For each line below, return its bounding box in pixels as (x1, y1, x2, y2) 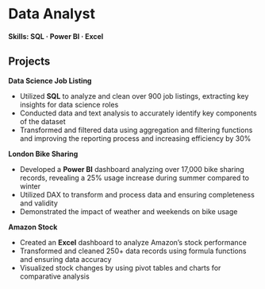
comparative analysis (19, 271, 90, 281)
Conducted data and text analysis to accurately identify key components (19, 108, 257, 118)
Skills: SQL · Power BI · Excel (8, 31, 104, 41)
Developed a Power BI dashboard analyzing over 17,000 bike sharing (19, 164, 244, 174)
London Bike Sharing (8, 149, 79, 158)
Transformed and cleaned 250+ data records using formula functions (19, 246, 247, 256)
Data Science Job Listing (8, 76, 92, 85)
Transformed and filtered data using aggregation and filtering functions (19, 125, 253, 135)
